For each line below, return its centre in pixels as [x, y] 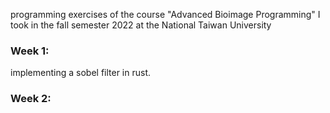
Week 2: [31, 99]
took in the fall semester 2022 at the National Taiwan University [141, 25]
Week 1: [30, 51]
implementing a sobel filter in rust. [81, 73]
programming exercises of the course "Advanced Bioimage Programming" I [165, 14]
